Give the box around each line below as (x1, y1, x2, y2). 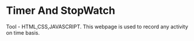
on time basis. (6, 29, 40, 36)
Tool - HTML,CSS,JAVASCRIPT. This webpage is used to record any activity (6, 23, 189, 30)
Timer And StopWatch (6, 4, 116, 17)
